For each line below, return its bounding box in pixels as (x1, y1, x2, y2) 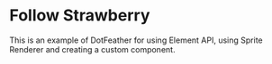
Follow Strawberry (9, 5, 150, 26)
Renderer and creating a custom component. (9, 44, 176, 54)
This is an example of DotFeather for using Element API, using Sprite (9, 35, 263, 45)
